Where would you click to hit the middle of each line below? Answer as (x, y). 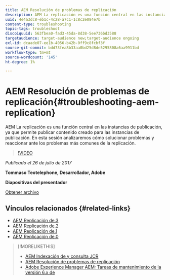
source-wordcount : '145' (31, 57)
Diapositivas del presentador (36, 183)
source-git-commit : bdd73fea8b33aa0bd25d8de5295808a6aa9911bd (72, 48)
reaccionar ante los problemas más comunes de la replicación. (71, 143)
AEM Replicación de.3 (35, 220)
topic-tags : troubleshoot (32, 29)
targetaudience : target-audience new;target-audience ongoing (72, 39)
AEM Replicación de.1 (35, 231)
